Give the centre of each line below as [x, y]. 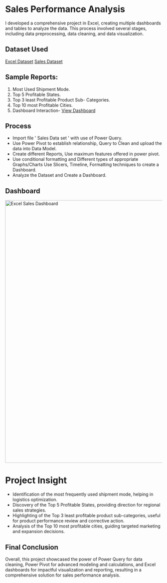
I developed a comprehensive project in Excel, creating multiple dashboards [83, 23]
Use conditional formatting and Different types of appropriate [75, 159]
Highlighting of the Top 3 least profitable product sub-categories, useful [86, 516]
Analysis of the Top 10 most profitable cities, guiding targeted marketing [86, 526]
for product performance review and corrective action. [68, 521]
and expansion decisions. [39, 532]
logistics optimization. [35, 500]
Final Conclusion [32, 547]
